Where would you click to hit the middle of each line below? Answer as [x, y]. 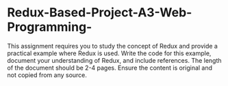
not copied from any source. [47, 75]
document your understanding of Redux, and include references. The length [114, 60]
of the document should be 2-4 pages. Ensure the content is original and [110, 68]
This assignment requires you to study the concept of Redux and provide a [112, 46]
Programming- [50, 27]
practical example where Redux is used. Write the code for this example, [109, 53]
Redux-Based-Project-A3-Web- [100, 13]
